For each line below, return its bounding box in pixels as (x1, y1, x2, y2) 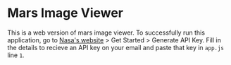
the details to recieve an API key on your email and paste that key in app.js (7, 43, 224, 52)
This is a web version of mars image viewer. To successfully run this (7, 28, 206, 37)
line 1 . (7, 51, 25, 59)
